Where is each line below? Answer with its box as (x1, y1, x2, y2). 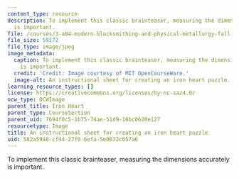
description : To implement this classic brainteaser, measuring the (7, 17, 215, 24)
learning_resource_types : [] (7, 83, 94, 90)
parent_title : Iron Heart (7, 103, 84, 110)
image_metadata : (7, 50, 55, 57)
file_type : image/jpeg (7, 43, 75, 50)
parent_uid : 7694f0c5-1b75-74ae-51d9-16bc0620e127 (7, 116, 161, 123)
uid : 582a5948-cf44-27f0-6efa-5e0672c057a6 (7, 135, 139, 143)
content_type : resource (7, 10, 78, 18)
